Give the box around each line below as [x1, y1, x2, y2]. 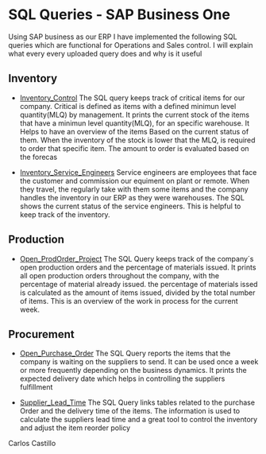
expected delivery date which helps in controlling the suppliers [19, 374, 226, 383]
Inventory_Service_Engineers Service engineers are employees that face [19, 167, 257, 177]
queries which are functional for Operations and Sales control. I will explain [8, 40, 253, 49]
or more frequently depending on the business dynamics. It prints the [19, 366, 248, 375]
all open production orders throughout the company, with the [19, 270, 220, 280]
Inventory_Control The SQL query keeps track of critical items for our [19, 93, 245, 103]
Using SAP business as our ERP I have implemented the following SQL [8, 32, 237, 41]
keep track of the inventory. [19, 209, 110, 219]
